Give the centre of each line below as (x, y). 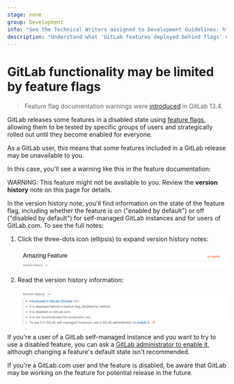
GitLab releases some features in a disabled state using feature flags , (107, 120)
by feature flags (54, 87)
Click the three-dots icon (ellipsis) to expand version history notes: (113, 239)
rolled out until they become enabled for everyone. (80, 135)
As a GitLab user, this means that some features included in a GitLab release (117, 148)
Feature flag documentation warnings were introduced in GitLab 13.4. (123, 106)
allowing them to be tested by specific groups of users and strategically (110, 127)
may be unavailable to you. (46, 155)
